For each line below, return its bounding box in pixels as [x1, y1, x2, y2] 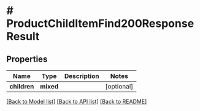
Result [6, 30, 40, 43]
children [9, 82, 34, 90]
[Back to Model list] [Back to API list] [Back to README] [6, 98, 147, 105]
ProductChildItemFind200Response [6, 16, 194, 30]
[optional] [105, 82, 134, 90]
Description [64, 72, 99, 80]
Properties [6, 54, 48, 64]
